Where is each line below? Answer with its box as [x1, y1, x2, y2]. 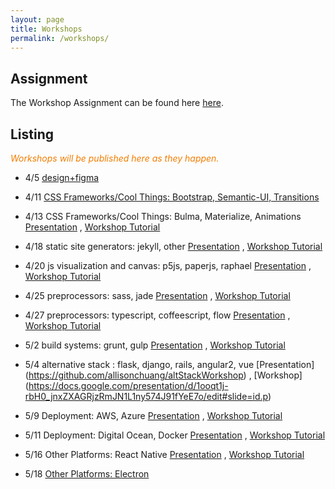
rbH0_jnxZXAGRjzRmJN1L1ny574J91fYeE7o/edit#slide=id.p [24, 391, 268, 402]
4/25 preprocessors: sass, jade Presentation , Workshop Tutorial [24, 290, 291, 301]
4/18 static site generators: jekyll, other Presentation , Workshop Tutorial [24, 241, 323, 252]
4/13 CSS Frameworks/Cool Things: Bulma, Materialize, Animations [24, 211, 302, 222]
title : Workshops [10, 24, 83, 34]
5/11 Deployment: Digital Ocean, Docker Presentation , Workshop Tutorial [24, 429, 326, 441]
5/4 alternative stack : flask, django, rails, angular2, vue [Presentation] [24, 359, 315, 370]
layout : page [10, 14, 65, 25]
